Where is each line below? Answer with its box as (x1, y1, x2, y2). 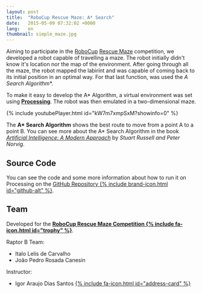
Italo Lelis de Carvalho (14, 250, 71, 257)
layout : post (6, 8, 39, 15)
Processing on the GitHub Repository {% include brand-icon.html (6, 180, 168, 187)
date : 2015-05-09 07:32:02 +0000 (6, 20, 96, 26)
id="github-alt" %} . (6, 186, 54, 194)
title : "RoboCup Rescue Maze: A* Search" (6, 14, 115, 20)
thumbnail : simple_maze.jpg (6, 31, 77, 37)
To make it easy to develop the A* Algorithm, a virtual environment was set (6, 92, 193, 99)
